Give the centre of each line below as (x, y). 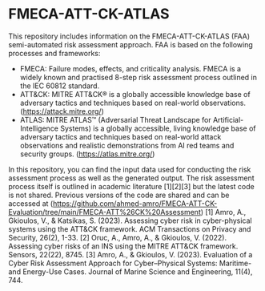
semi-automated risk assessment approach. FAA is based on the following (131, 44)
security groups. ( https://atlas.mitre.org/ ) (87, 154)
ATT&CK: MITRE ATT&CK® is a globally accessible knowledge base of (135, 94)
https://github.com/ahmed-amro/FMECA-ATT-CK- (135, 203)
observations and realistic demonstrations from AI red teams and (127, 145)
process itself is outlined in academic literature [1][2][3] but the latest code (131, 186)
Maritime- (235, 263)
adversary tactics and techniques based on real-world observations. (133, 103)
